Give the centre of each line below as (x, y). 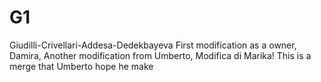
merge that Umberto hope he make (81, 66)
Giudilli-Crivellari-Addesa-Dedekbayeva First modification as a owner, (153, 45)
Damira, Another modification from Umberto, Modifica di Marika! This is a (160, 55)
